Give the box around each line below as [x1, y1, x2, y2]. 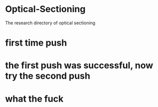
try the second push [5, 70, 91, 82]
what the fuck [5, 93, 64, 105]
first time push [5, 37, 67, 49]
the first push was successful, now [5, 60, 154, 71]
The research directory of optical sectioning [5, 20, 96, 26]
